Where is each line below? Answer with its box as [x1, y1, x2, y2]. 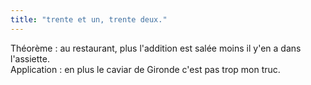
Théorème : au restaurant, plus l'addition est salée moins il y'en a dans [10, 42, 302, 54]
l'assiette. [10, 52, 50, 65]
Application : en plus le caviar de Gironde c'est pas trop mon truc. [10, 63, 281, 75]
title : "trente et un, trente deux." [10, 14, 168, 25]
